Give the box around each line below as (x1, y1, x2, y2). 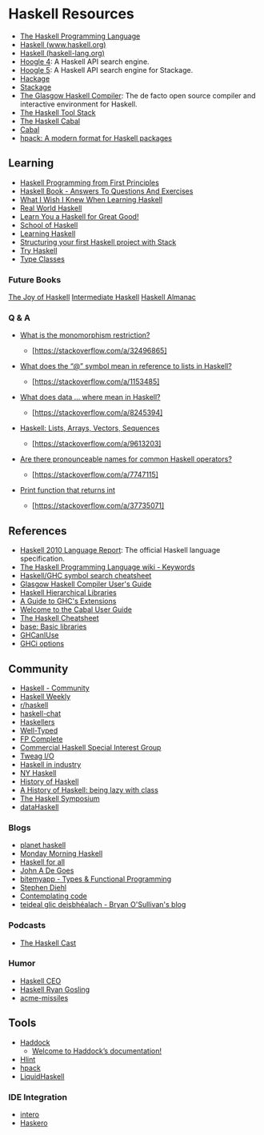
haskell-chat (19, 709, 62, 718)
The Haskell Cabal (19, 116, 81, 126)
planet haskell (19, 841, 66, 850)
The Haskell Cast (19, 937, 77, 948)
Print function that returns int (19, 486, 116, 495)
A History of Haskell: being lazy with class (19, 785, 158, 794)
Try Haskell (19, 246, 58, 255)
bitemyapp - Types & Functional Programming (19, 874, 172, 884)
